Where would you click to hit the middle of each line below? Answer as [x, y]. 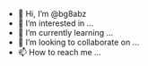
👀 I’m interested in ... [56, 23]
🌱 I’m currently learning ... [65, 33]
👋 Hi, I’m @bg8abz [52, 14]
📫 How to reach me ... [59, 52]
